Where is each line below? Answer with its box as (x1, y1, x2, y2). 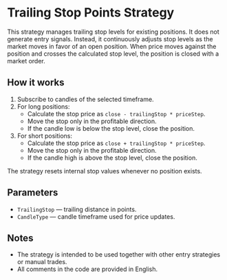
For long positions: (17, 102, 70, 111)
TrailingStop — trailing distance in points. (17, 205, 137, 213)
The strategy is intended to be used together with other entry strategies (17, 250, 221, 259)
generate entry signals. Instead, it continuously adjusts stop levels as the (7, 34, 213, 43)
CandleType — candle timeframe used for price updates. (17, 212, 175, 221)
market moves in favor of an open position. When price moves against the (7, 42, 217, 50)
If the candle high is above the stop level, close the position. (27, 153, 197, 162)
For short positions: (17, 131, 72, 140)
